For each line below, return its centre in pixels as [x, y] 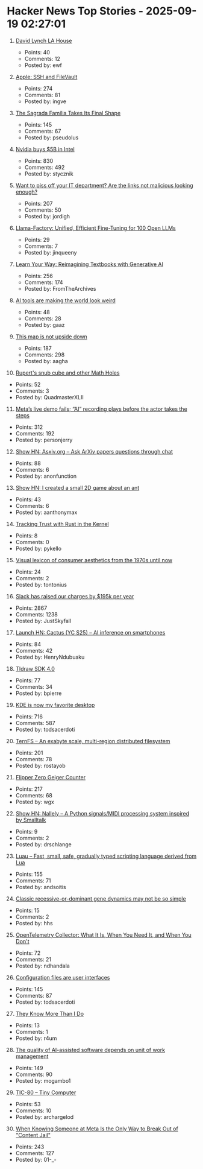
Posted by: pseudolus [52, 138]
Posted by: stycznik [49, 174]
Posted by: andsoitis [41, 887]
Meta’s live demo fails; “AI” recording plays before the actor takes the [101, 409]
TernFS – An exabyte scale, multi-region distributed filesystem [93, 741]
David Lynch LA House [44, 40]
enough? [27, 192]
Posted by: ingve [45, 101]
